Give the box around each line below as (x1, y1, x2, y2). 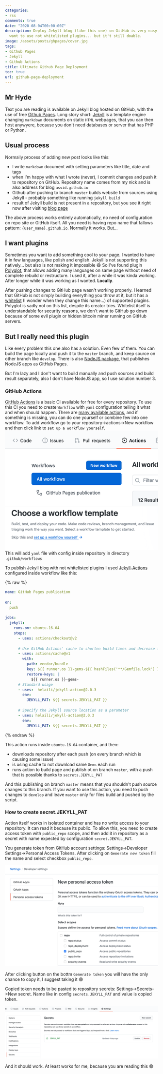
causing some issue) (12, 756, 54, 762)
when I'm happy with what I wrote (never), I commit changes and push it (12, 174, 157, 180)
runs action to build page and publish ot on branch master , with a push (12, 766, 153, 773)
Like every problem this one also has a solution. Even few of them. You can (5, 345, 155, 351)
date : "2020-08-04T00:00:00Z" (5, 23, 66, 28)
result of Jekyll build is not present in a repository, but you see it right (12, 200, 151, 206)
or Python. (5, 127, 26, 133)
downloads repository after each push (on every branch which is (12, 751, 142, 757)
